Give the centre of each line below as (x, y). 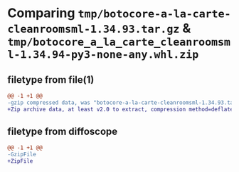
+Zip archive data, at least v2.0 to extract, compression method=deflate (121, 109)
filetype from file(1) (51, 80)
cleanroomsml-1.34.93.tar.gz (94, 30)
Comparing (41, 13)
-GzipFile (22, 155)
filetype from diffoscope (63, 132)
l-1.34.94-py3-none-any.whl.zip (103, 55)
